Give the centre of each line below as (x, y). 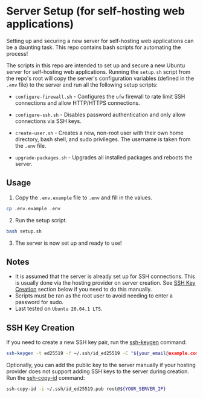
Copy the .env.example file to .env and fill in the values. (84, 197)
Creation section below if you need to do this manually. (83, 290)
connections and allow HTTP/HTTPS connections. (77, 103)
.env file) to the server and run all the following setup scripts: (82, 85)
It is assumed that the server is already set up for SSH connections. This (105, 276)
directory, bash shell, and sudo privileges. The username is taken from (103, 139)
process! (17, 53)
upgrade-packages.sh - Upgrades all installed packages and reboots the (104, 157)
